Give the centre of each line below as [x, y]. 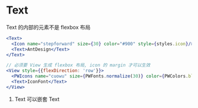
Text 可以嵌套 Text [37, 99]
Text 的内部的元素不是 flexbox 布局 [48, 27]
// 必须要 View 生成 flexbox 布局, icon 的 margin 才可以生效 [78, 65]
